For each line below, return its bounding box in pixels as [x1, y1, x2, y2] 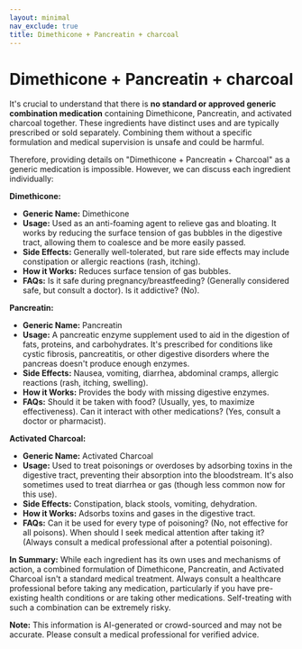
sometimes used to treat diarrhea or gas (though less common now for [22, 480, 286, 490]
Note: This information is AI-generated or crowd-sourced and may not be [9, 619, 282, 631]
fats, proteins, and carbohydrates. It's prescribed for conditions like [22, 339, 273, 350]
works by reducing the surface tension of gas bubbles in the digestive [22, 227, 283, 239]
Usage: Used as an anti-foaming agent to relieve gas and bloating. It [22, 218, 277, 229]
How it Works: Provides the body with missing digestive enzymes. [22, 387, 270, 398]
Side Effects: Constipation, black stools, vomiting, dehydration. [22, 498, 258, 509]
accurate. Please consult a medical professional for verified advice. [9, 629, 260, 640]
